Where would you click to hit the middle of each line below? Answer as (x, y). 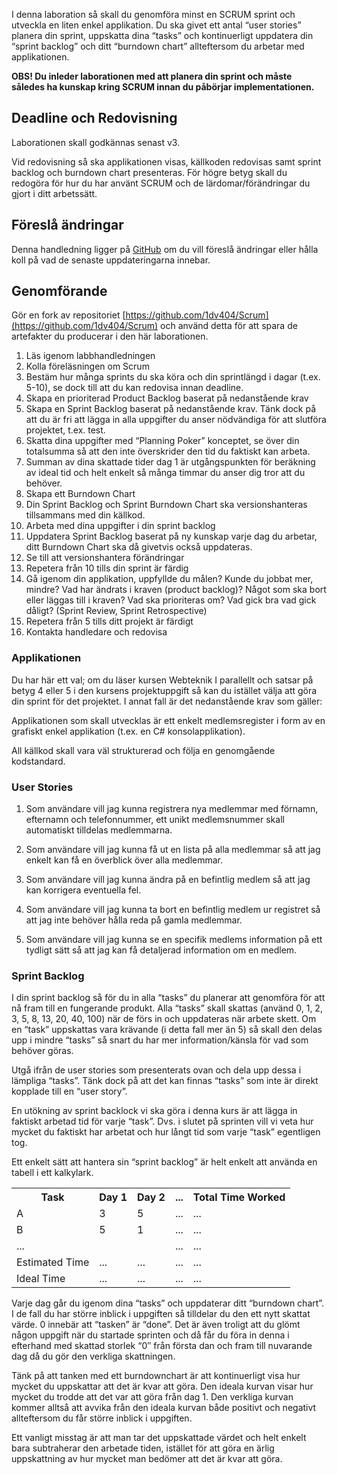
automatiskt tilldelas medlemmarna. (99, 830)
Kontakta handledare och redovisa (96, 632)
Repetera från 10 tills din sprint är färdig (107, 568)
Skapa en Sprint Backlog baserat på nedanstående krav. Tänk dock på (171, 409)
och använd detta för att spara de (229, 326)
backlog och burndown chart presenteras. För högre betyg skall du (149, 172)
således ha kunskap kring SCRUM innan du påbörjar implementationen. (163, 87)
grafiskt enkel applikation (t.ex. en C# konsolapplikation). (128, 731)
